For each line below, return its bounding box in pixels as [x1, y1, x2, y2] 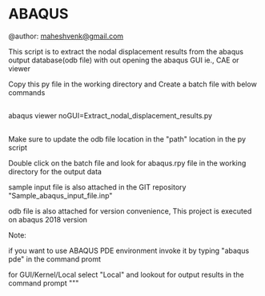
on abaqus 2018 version [8, 214, 88, 224]
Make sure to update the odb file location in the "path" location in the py [8, 134, 247, 144]
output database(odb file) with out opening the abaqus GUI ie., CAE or [8, 55, 239, 65]
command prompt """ [8, 278, 79, 288]
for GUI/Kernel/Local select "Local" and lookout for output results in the [8, 270, 244, 279]
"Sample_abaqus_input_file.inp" [8, 190, 113, 200]
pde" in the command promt [8, 254, 102, 264]
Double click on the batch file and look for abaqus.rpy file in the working [8, 158, 247, 168]
